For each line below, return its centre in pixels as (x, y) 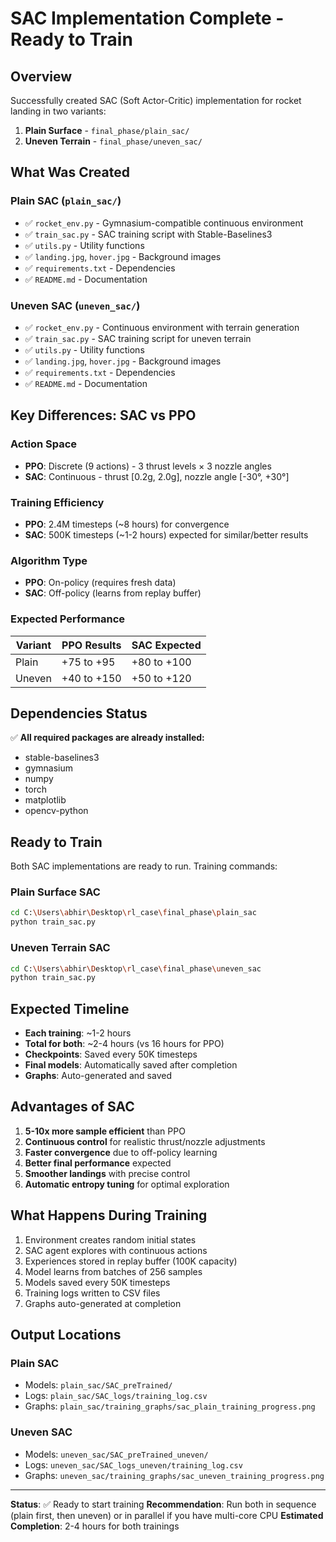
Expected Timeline (70, 1008)
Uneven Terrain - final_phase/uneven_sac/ (113, 141)
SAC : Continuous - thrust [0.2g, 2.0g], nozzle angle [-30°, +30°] (157, 476)
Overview (41, 76)
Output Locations (66, 1335)
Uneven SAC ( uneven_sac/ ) (75, 305)
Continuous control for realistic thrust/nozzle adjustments (145, 1141)
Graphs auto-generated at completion (103, 1303)
